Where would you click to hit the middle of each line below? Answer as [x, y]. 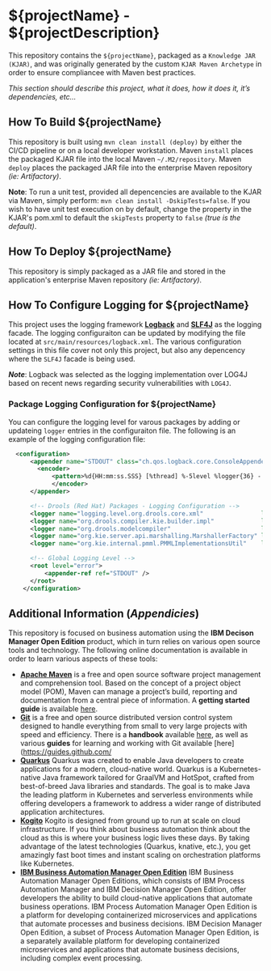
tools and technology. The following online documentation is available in [128, 651]
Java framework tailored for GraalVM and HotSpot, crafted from [148, 778]
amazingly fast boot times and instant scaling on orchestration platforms [140, 855]
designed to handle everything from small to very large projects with [133, 726]
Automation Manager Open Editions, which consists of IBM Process [132, 881]
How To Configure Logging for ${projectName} [129, 305]
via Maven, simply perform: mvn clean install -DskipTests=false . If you [129, 200]
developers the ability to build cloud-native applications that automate [136, 898]
